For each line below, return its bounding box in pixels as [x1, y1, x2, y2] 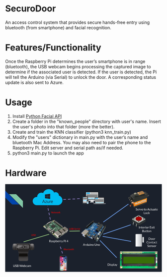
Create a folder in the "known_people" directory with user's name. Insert [12, 118, 162, 124]
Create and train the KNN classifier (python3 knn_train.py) [12, 129, 132, 135]
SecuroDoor [5, 3, 56, 14]
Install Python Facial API [12, 113, 62, 119]
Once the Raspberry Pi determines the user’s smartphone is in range [5, 58, 146, 64]
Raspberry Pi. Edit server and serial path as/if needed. [12, 145, 123, 151]
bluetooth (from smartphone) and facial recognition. [5, 24, 112, 30]
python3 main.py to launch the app [12, 150, 84, 156]
